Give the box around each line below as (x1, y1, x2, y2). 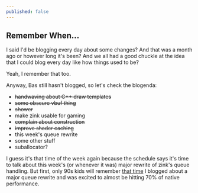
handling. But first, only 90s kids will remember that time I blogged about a (6, 168, 188, 175)
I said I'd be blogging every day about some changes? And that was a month (6, 46, 193, 53)
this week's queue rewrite (14, 131, 78, 138)
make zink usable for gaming (14, 112, 86, 119)
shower (14, 106, 34, 113)
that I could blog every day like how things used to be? (6, 59, 139, 66)
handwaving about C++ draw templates (14, 93, 112, 101)
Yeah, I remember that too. (6, 70, 71, 78)
